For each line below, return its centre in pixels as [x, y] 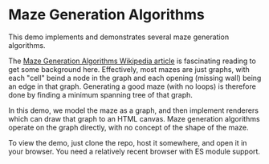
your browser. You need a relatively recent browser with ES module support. [134, 151]
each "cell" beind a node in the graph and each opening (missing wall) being [135, 78]
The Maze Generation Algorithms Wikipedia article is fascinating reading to [132, 61]
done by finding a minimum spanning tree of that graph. [100, 94]
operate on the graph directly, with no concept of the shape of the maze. [128, 127]
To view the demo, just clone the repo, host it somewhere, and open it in [128, 142]
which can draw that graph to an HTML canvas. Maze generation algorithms [134, 118]
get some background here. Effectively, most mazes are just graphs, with [129, 69]
